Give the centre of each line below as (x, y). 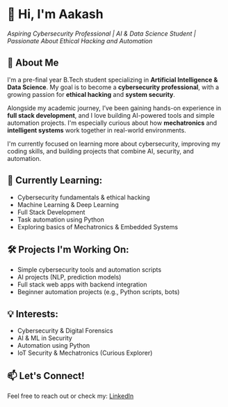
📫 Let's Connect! (46, 376)
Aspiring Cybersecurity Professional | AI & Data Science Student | (101, 33)
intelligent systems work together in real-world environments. (97, 130)
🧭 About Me (33, 63)
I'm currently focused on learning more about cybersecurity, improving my (114, 144)
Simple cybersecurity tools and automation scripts (89, 270)
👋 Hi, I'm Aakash (55, 14)
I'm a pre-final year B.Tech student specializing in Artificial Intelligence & (113, 79)
